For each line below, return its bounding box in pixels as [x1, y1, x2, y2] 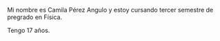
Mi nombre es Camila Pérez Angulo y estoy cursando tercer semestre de [7, 6, 214, 14]
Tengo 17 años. [7, 27, 50, 34]
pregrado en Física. [7, 13, 63, 21]
